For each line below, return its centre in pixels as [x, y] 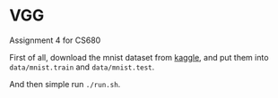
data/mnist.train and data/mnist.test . [82, 67]
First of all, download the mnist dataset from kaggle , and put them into [139, 57]
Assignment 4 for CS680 [55, 40]
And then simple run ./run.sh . [65, 84]
